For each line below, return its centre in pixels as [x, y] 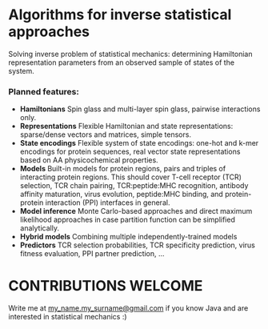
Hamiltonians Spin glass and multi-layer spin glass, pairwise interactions [140, 109]
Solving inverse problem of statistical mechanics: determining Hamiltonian [130, 54]
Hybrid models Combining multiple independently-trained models [128, 237]
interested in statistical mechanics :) [68, 317]
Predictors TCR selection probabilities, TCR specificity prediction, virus [138, 245]
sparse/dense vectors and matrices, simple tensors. [106, 134]
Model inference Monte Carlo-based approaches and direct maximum [136, 211]
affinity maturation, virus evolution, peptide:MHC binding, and [122, 195]
